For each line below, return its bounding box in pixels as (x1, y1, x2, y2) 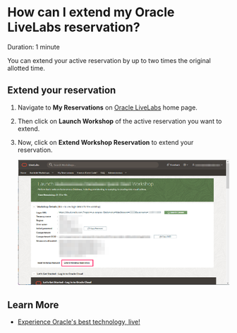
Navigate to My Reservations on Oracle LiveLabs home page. (17, 103, 197, 112)
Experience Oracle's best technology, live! (17, 317, 140, 326)
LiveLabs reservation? (7, 19, 140, 35)
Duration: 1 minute (7, 42, 60, 51)
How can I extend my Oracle (7, 4, 175, 21)
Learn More (7, 298, 59, 311)
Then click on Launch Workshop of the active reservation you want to (17, 117, 222, 125)
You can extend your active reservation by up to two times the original (7, 56, 212, 64)
